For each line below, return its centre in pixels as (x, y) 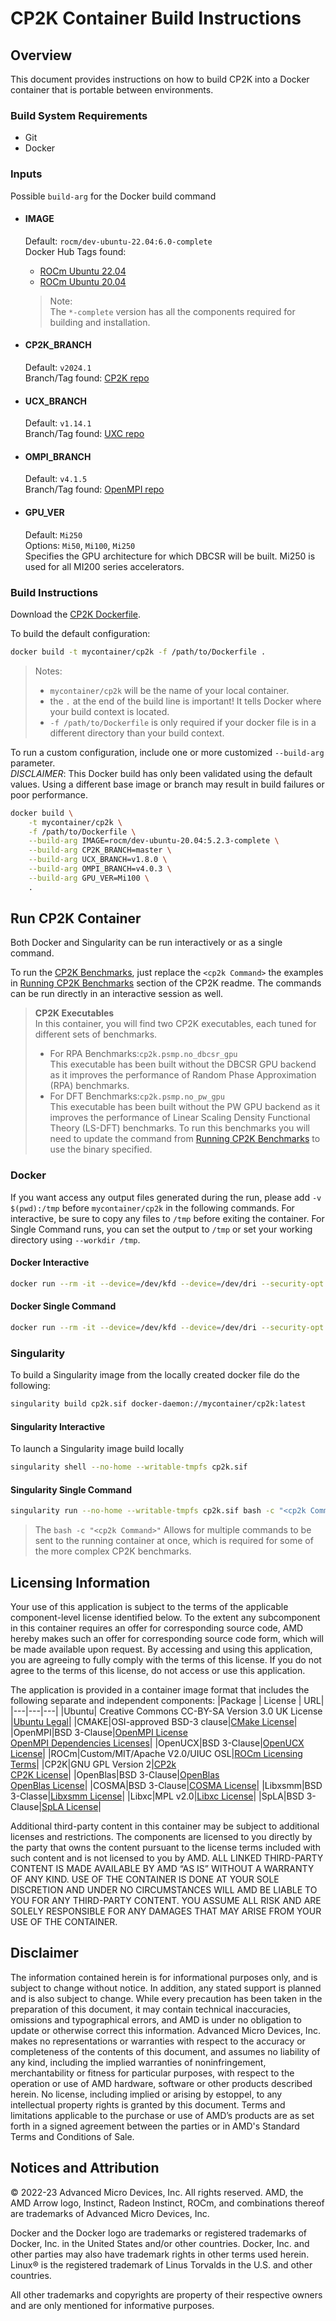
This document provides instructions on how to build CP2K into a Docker (160, 79)
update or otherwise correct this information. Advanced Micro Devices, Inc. (165, 2030)
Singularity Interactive (58, 1426)
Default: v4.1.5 (56, 479)
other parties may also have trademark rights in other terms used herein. (160, 2254)
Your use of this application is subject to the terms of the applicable (149, 1607)
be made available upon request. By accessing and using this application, (161, 1649)
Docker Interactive (50, 1263)
